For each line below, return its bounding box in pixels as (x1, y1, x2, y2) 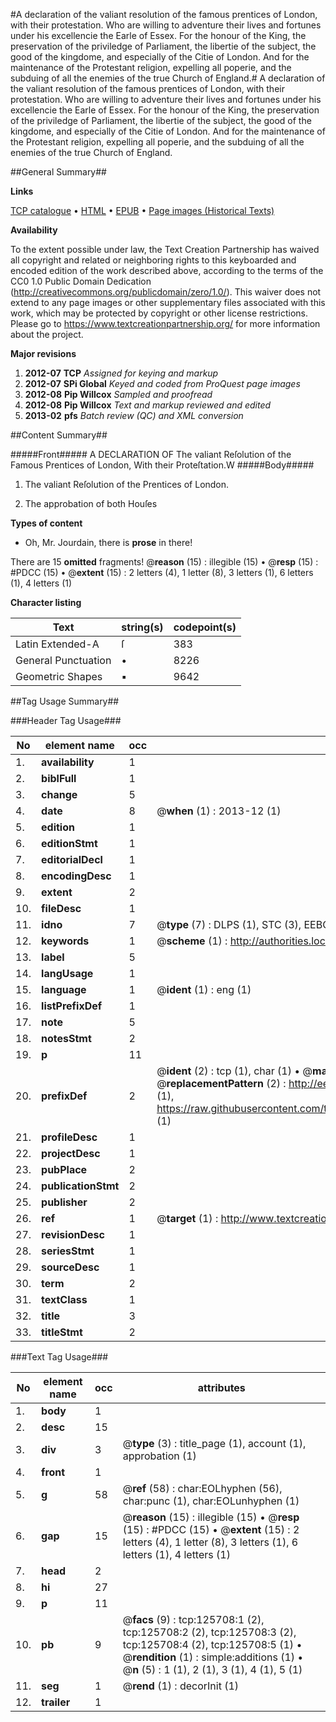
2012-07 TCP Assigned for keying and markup (24, 367, 219, 379)
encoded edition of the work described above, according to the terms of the (10, 265, 324, 276)
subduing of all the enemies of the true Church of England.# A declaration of (10, 72, 326, 84)
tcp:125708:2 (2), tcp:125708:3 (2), (122, 1625, 297, 1639)
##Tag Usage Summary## (10, 695, 120, 707)
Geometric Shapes (15, 670, 103, 683)
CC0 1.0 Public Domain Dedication (10, 275, 152, 287)
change (41, 788, 78, 801)
